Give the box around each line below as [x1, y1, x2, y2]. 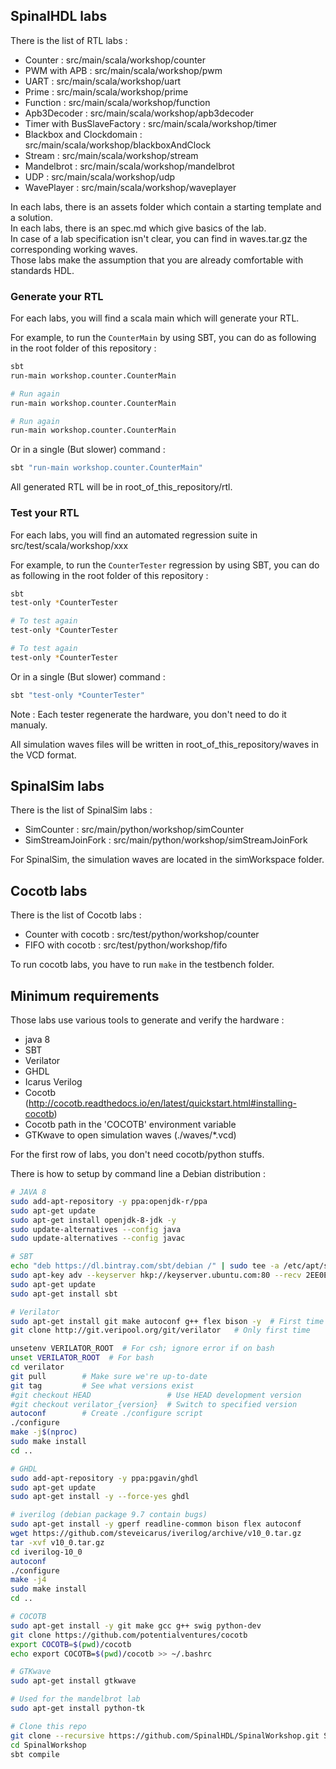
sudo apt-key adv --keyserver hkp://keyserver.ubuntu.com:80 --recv [10, 1270, 302, 1281]
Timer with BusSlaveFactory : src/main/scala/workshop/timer [24, 117, 278, 129]
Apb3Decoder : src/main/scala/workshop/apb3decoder [24, 107, 255, 119]
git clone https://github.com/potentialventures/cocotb [10, 1630, 248, 1640]
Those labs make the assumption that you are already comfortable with [10, 254, 304, 266]
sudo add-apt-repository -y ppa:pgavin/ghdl [10, 1473, 199, 1483]
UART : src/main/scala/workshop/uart [24, 75, 182, 87]
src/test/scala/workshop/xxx [10, 539, 129, 551]
